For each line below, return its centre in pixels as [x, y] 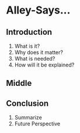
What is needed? [35, 59]
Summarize [28, 118]
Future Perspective [37, 124]
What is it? [27, 46]
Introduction [29, 32]
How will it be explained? [44, 65]
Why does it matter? [39, 52]
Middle [19, 83]
